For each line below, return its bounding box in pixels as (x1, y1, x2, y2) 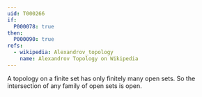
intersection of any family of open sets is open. (7, 81, 142, 90)
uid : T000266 (7, 10, 45, 17)
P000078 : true (13, 23, 54, 30)
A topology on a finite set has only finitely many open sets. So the (7, 74, 196, 82)
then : (7, 29, 23, 37)
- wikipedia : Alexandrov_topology (13, 49, 114, 56)
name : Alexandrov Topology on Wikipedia (20, 55, 139, 62)
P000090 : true (13, 36, 54, 43)
